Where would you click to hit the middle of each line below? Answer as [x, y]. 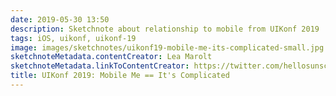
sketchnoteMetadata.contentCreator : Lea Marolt [111, 57]
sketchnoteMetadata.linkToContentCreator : [100, 66]
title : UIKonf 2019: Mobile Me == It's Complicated [120, 76]
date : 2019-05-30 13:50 [60, 19]
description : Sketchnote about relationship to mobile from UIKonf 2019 [165, 29]
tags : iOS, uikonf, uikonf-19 [73, 38]
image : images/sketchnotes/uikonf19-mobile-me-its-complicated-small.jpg [167, 47]
